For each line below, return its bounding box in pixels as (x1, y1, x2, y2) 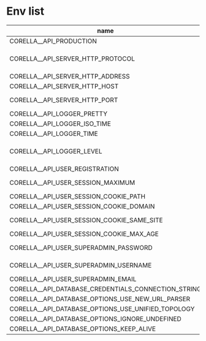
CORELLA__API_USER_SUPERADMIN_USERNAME (9, 261, 152, 269)
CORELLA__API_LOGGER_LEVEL (9, 147, 102, 156)
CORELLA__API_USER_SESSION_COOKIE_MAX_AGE (9, 230, 159, 238)
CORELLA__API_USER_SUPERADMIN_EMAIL (9, 274, 137, 283)
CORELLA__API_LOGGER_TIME (9, 129, 98, 138)
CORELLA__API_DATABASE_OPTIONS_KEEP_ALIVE (9, 324, 156, 333)
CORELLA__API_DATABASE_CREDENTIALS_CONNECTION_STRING (9, 285, 202, 293)
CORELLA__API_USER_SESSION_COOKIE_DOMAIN (9, 202, 155, 211)
